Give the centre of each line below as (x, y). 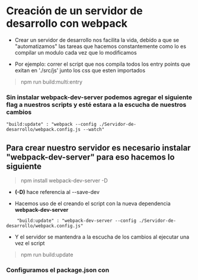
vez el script (30, 243)
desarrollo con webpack (67, 23)
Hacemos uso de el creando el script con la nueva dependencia (92, 203)
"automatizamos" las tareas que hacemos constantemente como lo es (100, 46)
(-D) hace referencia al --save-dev (57, 192)
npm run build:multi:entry (52, 82)
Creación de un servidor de (75, 11)
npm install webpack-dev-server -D (64, 181)
